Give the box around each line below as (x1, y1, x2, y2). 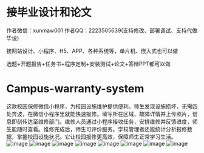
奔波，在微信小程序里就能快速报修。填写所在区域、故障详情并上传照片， (11, 110, 192, 117)
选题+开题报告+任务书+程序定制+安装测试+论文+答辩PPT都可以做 (6, 60, 171, 67)
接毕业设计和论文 (6, 5, 92, 19)
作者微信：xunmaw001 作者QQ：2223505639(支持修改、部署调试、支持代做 (6, 27, 198, 34)
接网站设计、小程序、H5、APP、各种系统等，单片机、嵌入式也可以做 (6, 47, 178, 55)
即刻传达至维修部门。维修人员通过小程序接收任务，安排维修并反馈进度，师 (11, 118, 198, 125)
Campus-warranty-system (6, 82, 144, 96)
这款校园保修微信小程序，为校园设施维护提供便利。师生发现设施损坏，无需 (6, 103, 192, 110)
